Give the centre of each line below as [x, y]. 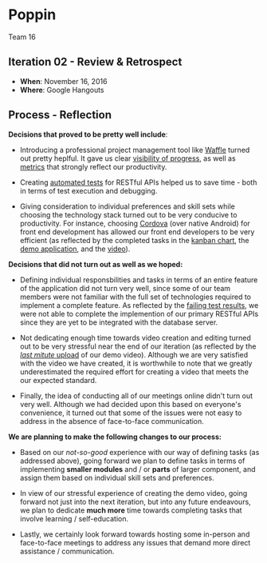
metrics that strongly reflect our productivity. [93, 166]
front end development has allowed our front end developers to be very [137, 232]
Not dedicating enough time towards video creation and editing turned [135, 337]
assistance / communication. [67, 551]
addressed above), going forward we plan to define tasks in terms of [132, 461]
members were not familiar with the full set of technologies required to [135, 297]
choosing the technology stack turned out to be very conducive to [128, 214]
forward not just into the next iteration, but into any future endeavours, [135, 501]
